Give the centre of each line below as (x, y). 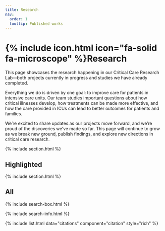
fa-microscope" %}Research (66, 59)
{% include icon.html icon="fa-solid (81, 48)
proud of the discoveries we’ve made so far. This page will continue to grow (82, 129)
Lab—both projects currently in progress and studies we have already (76, 78)
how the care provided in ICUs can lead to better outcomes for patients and (82, 109)
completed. (17, 83)
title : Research (22, 10)
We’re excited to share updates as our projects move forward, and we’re (79, 123)
